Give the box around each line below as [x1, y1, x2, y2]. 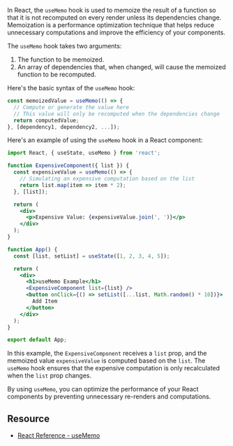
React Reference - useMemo [17, 431, 100, 440]
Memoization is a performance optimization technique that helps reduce [7, 21, 215, 29]
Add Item [32, 298, 58, 305]
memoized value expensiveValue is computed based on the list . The [7, 356, 206, 365]
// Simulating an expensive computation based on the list [20, 175, 195, 182]
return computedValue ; [13, 117, 80, 124]
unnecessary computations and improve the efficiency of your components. [7, 28, 225, 36]
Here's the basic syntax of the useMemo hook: [7, 84, 135, 92]
